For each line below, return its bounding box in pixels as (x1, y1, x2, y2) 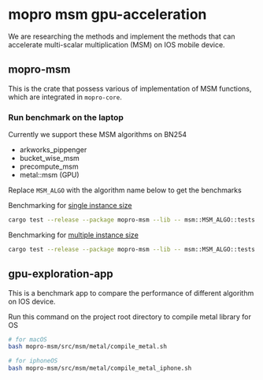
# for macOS (8, 335, 47, 344)
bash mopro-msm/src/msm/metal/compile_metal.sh (8, 343, 168, 351)
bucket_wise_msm (19, 154, 80, 163)
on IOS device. (8, 296, 56, 306)
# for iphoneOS (8, 357, 58, 365)
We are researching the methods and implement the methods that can (8, 32, 235, 41)
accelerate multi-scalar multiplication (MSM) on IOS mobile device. (8, 39, 226, 49)
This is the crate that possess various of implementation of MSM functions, (8, 84, 252, 93)
